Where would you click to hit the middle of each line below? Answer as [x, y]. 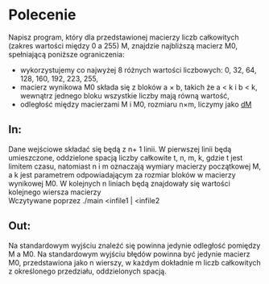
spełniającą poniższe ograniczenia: [66, 54]
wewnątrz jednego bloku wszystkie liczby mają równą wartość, [124, 95]
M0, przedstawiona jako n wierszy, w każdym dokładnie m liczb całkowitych [135, 262]
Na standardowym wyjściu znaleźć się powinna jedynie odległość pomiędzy [134, 245]
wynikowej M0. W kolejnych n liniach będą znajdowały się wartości [120, 183]
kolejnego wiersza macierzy [55, 192]
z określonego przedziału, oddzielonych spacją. [87, 271]
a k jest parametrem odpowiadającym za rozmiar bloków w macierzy [122, 174]
